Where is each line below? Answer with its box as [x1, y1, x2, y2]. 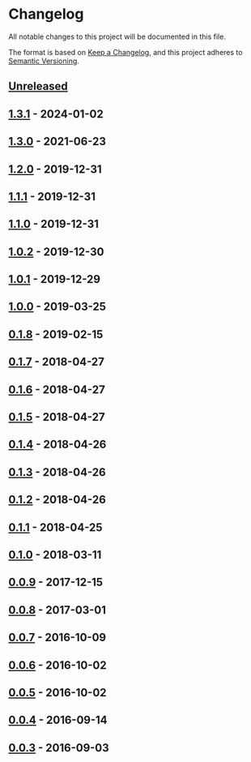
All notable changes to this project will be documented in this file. [8, 32, 227, 41]
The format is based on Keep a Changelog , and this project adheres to [8, 47, 243, 57]
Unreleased [8, 79, 69, 93]
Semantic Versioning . [8, 56, 79, 66]
